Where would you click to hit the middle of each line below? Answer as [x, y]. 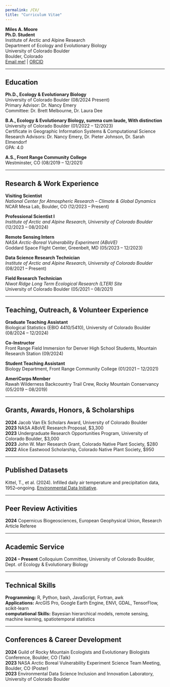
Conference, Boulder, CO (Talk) [38, 657]
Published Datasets [37, 470]
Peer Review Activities [41, 508]
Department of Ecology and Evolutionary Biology [56, 45]
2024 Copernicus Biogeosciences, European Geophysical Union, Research [83, 521]
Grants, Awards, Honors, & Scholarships [70, 410]
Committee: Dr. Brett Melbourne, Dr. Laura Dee [54, 111]
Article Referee [21, 526]
